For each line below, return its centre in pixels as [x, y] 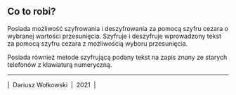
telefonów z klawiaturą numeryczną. [60, 64]
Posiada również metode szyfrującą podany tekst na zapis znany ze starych [117, 57]
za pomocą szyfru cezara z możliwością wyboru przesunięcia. [98, 43]
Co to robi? [32, 12]
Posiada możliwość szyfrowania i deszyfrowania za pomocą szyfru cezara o [118, 28]
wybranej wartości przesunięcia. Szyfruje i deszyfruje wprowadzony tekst [114, 36]
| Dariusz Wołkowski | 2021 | [52, 84]
